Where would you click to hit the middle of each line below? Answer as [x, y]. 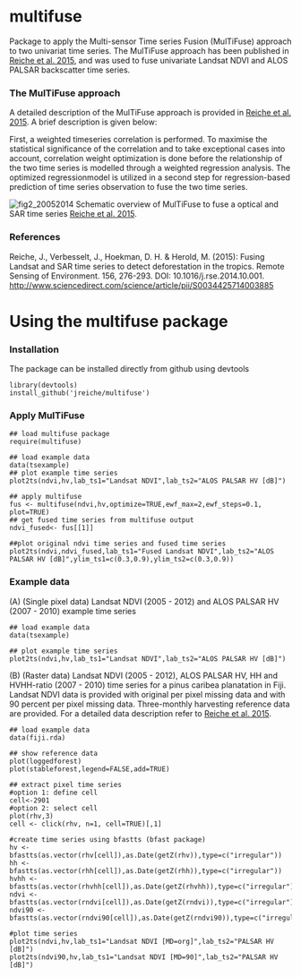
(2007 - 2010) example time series [73, 611]
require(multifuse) [46, 442]
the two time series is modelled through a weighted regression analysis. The [150, 168]
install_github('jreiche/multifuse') [80, 393]
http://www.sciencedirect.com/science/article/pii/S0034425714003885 [142, 285]
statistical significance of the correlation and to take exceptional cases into [147, 149]
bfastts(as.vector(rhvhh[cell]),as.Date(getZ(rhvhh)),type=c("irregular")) [154, 887]
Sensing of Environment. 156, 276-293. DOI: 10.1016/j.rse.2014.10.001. [137, 276]
